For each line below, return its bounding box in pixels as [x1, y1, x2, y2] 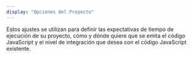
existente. [6, 45, 31, 52]
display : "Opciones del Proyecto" [6, 8, 95, 15]
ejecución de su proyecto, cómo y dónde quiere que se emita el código [6, 32, 186, 39]
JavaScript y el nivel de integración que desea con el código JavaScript [6, 38, 187, 45]
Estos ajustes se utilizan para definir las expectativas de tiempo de [6, 25, 174, 33]
